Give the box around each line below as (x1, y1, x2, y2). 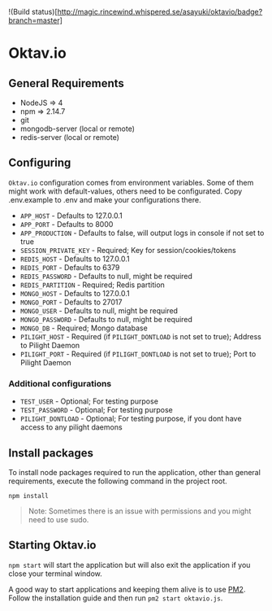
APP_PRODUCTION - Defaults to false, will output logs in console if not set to (19, 228, 265, 238)
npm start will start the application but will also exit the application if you (8, 560, 251, 570)
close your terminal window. (8, 569, 103, 578)
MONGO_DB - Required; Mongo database (19, 323, 148, 333)
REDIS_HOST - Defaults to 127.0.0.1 (19, 254, 130, 264)
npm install (8, 491, 49, 500)
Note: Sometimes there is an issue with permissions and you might (28, 506, 252, 516)
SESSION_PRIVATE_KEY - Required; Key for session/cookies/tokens (19, 245, 237, 255)
